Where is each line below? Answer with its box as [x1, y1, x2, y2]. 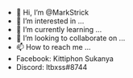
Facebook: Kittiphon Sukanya [15, 54, 114, 64]
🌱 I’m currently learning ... [15, 25, 102, 34]
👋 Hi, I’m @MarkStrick [15, 8, 89, 17]
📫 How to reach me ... [15, 43, 91, 51]
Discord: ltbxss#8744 [15, 63, 88, 72]
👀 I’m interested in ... [15, 16, 85, 26]
